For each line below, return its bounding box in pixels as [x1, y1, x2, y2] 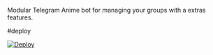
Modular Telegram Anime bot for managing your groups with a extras [7, 6, 206, 14]
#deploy [7, 27, 31, 35]
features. [7, 13, 34, 22]
